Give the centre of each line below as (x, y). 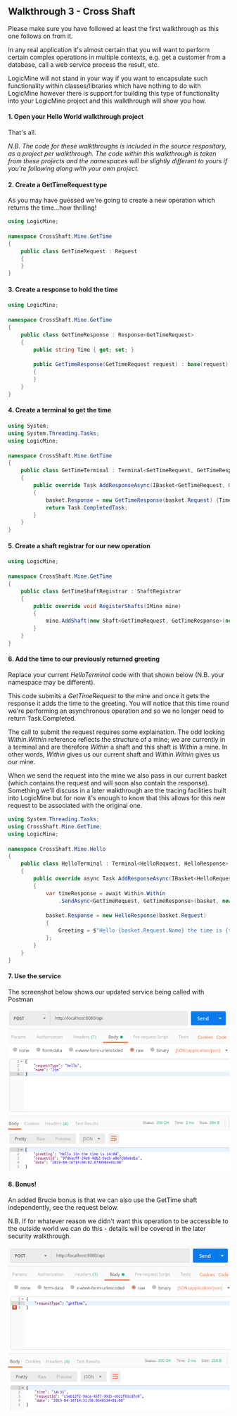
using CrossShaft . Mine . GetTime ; (55, 826)
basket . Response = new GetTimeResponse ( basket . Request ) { (132, 500)
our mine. (22, 762)
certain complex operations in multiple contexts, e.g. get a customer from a (117, 57)
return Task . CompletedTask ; (87, 507)
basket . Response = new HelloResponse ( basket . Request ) (126, 916)
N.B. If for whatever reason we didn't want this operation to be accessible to (118, 1221)
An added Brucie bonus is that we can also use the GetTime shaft (103, 1200)
